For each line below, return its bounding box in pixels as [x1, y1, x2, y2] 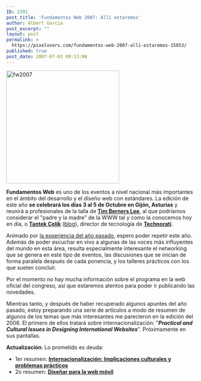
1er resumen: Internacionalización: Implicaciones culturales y [14, 355, 172, 362]
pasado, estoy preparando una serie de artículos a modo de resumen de [6, 306, 185, 314]
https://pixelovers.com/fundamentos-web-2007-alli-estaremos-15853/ [11, 43, 187, 49]
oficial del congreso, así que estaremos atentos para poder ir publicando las [6, 282, 195, 289]
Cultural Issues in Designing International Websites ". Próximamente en [6, 326, 187, 333]
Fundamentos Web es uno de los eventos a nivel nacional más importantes [6, 188, 194, 196]
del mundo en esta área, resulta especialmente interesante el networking [6, 244, 187, 252]
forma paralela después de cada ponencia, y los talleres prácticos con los [6, 257, 190, 265]
